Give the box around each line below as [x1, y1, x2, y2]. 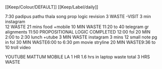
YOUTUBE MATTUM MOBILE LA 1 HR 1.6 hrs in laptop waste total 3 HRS [5, 54, 150, 60]
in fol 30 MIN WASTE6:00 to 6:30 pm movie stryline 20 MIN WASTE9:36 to [5, 39, 156, 45]
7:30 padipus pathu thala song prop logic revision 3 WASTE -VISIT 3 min [5, 14, 151, 19]
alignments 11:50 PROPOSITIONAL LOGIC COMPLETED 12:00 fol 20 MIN [5, 29, 151, 34]
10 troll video [5, 45, 31, 50]
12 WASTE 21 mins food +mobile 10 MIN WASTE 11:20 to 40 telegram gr [5, 24, 149, 30]
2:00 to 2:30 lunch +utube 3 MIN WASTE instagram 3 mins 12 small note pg [5, 34, 158, 40]
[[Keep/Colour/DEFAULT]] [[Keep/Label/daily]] [5, 4, 98, 10]
